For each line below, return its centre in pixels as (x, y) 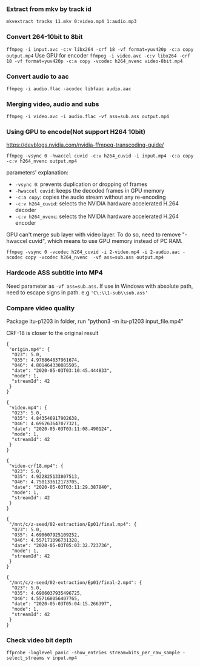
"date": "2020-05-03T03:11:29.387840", (62, 487)
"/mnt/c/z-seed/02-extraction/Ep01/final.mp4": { (73, 525)
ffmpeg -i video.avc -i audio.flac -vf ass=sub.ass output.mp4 (88, 117)
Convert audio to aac (38, 76)
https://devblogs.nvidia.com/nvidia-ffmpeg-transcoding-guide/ (85, 145)
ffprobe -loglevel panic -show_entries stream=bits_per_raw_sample (93, 653)
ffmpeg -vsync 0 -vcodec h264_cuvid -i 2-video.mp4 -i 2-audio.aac (93, 252)
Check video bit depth (39, 640)
